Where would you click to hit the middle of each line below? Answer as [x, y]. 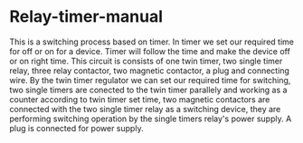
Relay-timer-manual [86, 17]
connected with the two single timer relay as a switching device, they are [145, 109]
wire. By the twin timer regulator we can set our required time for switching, [150, 80]
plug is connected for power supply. [76, 128]
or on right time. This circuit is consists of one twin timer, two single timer [146, 61]
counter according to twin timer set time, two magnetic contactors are [140, 99]
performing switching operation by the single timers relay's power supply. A [151, 119]
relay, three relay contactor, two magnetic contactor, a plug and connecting [149, 71]
